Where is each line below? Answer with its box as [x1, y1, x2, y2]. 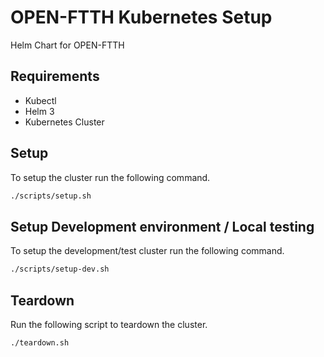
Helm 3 [24, 105, 55, 117]
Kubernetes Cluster [24, 116, 105, 128]
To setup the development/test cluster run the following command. [10, 245, 285, 257]
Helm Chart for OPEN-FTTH [10, 39, 125, 51]
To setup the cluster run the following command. [10, 171, 211, 183]
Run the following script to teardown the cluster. [10, 318, 208, 330]
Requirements [10, 68, 100, 85]
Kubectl [24, 94, 57, 106]
